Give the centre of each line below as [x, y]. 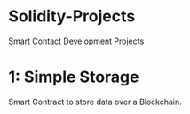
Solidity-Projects [72, 16]
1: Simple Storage [74, 77]
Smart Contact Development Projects [76, 41]
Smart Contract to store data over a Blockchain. [95, 102]
